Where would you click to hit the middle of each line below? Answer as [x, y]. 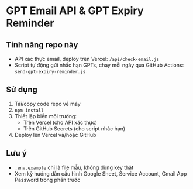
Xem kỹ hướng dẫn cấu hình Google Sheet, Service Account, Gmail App [101, 173]
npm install [29, 110]
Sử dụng [22, 90]
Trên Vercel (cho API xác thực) [60, 122]
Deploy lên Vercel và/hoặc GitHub [55, 135]
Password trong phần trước [47, 180]
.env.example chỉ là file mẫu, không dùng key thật [74, 167]
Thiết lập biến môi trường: [46, 116]
